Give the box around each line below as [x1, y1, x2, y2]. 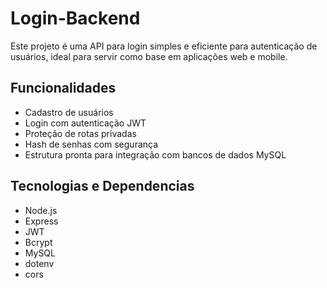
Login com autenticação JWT [24, 117, 147, 129]
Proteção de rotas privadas [24, 127, 137, 139]
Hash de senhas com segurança [24, 138, 159, 150]
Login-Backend [10, 7, 141, 30]
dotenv [24, 257, 55, 269]
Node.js [24, 204, 58, 216]
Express [24, 215, 59, 227]
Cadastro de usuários [24, 106, 114, 118]
